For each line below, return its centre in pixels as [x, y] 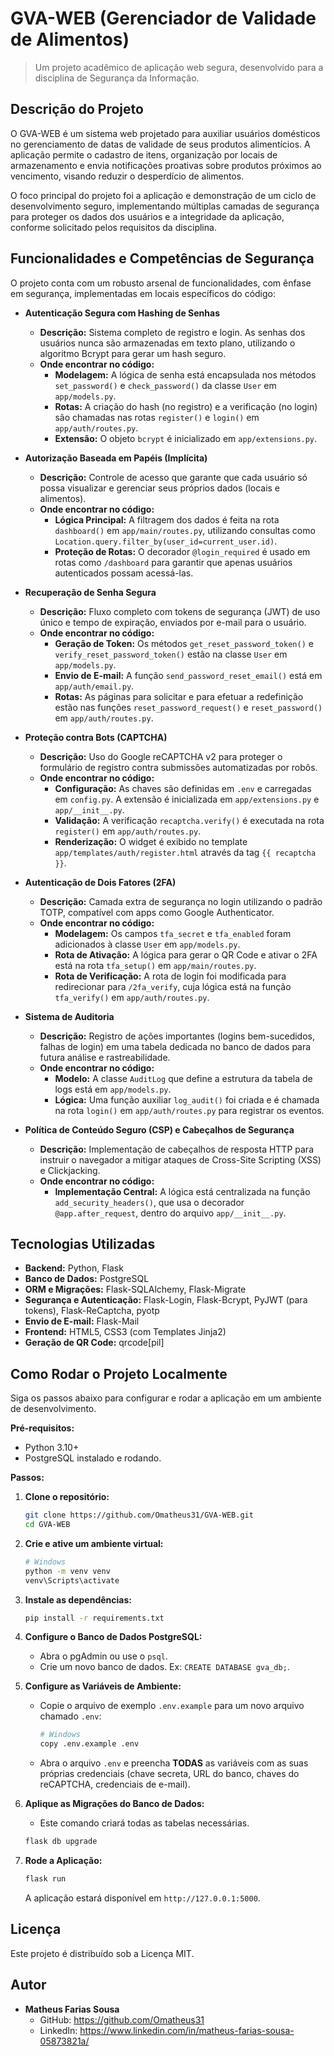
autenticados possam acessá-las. [124, 573]
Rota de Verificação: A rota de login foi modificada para [170, 976]
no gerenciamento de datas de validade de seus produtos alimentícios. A [160, 144]
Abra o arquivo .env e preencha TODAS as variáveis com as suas [174, 1763]
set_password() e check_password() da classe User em [165, 385]
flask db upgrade [61, 1842]
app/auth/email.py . [94, 686]
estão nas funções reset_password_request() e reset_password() [188, 707]
